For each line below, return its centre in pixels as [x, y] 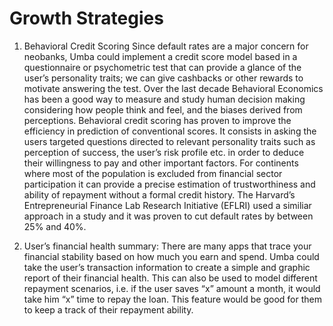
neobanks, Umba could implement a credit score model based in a [160, 56]
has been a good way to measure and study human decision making [164, 99]
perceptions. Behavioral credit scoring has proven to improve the [157, 120]
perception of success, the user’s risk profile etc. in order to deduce [164, 152]
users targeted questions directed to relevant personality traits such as [169, 141]
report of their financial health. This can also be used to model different [170, 278]
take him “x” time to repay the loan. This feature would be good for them [172, 299]
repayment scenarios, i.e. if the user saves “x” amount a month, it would [172, 288]
